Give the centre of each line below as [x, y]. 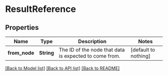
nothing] [141, 56]
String [46, 53]
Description [92, 41]
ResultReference [41, 9]
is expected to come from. [89, 56]
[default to [143, 50]
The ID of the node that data [92, 50]
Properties [22, 28]
